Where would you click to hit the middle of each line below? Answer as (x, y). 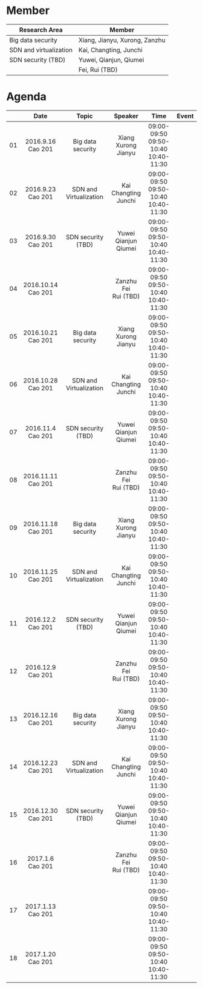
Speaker (126, 116)
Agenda (26, 97)
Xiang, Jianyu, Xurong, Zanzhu (122, 40)
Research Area (41, 30)
